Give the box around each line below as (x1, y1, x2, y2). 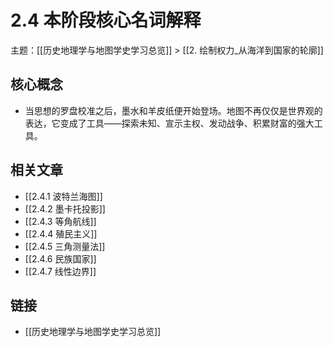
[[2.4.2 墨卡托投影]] (24, 202, 106, 215)
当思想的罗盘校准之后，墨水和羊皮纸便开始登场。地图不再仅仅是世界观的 (24, 104, 323, 116)
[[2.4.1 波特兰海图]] (24, 190, 103, 202)
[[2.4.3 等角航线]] (24, 215, 97, 227)
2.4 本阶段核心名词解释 (10, 9, 202, 32)
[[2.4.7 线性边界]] (24, 265, 97, 277)
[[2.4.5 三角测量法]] (24, 240, 106, 252)
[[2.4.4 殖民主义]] (24, 227, 98, 240)
